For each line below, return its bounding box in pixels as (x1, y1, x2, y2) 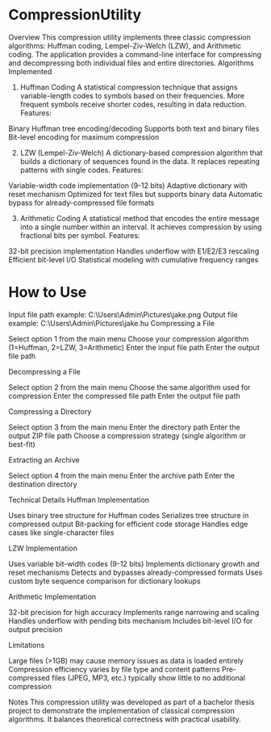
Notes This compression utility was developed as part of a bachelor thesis (8, 696, 255, 707)
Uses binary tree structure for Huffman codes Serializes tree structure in (8, 510, 249, 520)
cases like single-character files (8, 527, 115, 537)
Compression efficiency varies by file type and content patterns (8, 664, 220, 674)
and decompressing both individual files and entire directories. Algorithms (8, 58, 254, 68)
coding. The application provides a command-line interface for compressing (8, 49, 262, 59)
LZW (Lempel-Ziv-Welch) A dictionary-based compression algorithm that (19, 148, 263, 157)
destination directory (8, 479, 78, 489)
